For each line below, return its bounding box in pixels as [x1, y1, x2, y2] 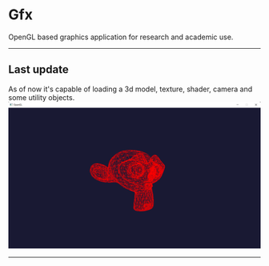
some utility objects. [8, 92, 75, 102]
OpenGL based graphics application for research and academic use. [8, 32, 234, 42]
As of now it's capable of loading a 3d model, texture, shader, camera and [8, 84, 253, 94]
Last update [8, 62, 70, 77]
